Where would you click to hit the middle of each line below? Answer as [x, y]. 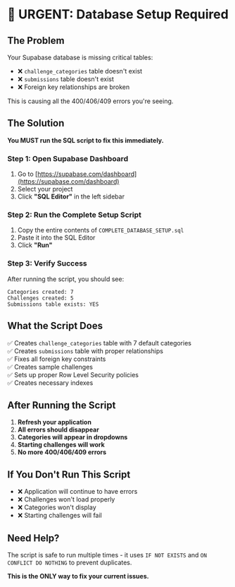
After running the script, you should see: [66, 279]
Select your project [45, 189]
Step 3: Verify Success [47, 263]
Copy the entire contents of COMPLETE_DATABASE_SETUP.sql [101, 230]
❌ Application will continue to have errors [77, 492]
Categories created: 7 [40, 292]
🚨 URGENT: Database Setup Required [118, 14]
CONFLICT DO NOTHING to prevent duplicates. [70, 562]
